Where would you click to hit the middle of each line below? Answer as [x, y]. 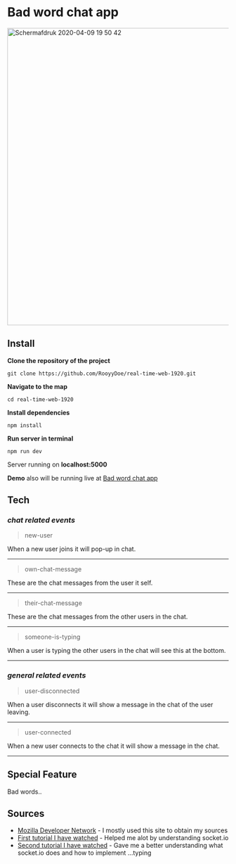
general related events [47, 675]
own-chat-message [53, 569]
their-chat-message [53, 603]
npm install [25, 425]
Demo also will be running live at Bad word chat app [83, 478]
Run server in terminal [40, 438]
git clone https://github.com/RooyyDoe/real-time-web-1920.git [102, 374]
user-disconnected [52, 691]
